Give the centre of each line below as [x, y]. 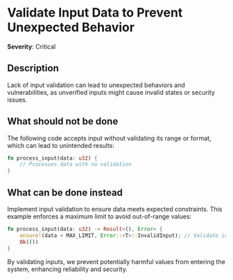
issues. [17, 100]
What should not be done [63, 121]
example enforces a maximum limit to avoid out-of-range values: [100, 216]
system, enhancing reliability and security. [68, 269]
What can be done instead [65, 193]
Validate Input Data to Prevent [95, 13]
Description [33, 68]
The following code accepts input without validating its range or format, [109, 138]
